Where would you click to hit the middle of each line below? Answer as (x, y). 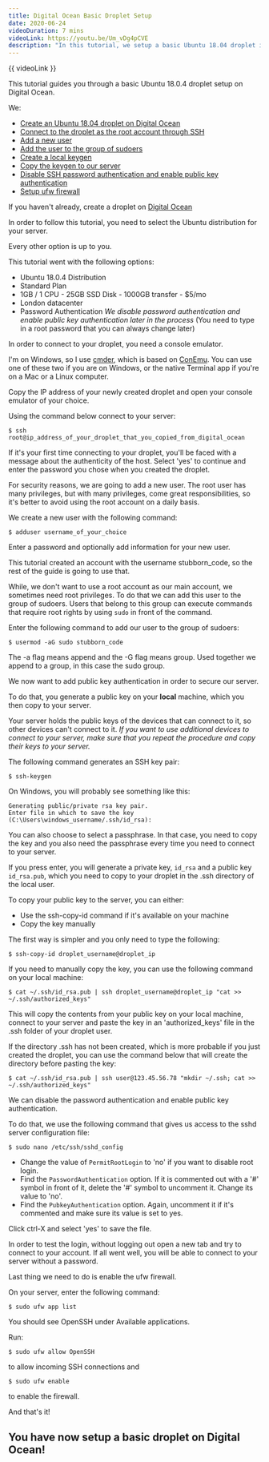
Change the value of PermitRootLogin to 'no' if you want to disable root (137, 1163)
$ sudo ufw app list (43, 1307)
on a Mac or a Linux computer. (59, 376)
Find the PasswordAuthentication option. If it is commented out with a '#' (139, 1179)
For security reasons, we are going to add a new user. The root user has (127, 485)
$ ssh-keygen (30, 777)
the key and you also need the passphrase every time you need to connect (131, 843)
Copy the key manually (58, 924)
